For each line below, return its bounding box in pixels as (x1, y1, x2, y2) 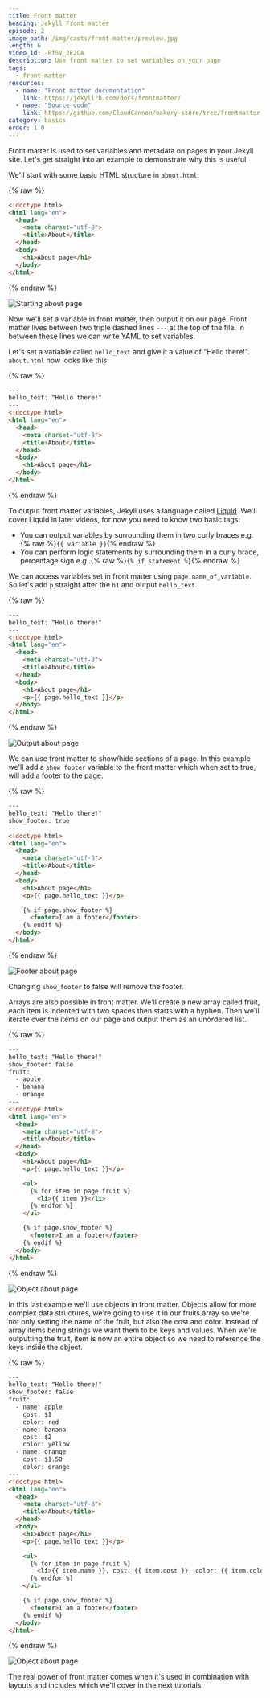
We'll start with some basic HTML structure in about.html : (8, 170, 199, 179)
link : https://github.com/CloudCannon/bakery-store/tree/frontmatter (22, 109, 261, 117)
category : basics (8, 117, 67, 125)
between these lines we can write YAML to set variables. (8, 331, 195, 341)
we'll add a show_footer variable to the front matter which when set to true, (8, 763, 256, 772)
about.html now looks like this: (8, 355, 110, 365)
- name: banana (15, 1426, 67, 1434)
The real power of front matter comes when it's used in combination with (8, 1672, 250, 1682)
